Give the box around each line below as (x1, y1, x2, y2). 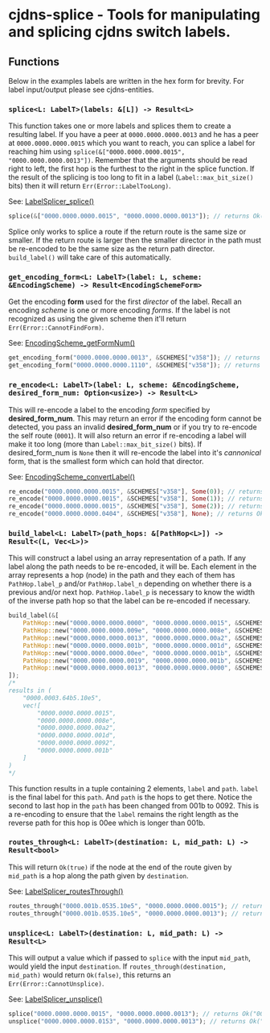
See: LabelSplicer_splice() (8, 197, 95, 206)
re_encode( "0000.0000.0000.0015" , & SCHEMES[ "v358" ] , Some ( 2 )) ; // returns (8, 502, 264, 511)
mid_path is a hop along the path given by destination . (8, 870, 189, 880)
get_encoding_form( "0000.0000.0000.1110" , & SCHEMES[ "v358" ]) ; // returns (8, 361, 261, 370)
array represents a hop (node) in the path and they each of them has (8, 570, 235, 580)
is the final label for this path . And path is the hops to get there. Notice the (8, 792, 253, 802)
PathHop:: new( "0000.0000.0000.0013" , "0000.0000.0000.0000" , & (22, 664, 239, 672)
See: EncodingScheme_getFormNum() (8, 338, 135, 348)
